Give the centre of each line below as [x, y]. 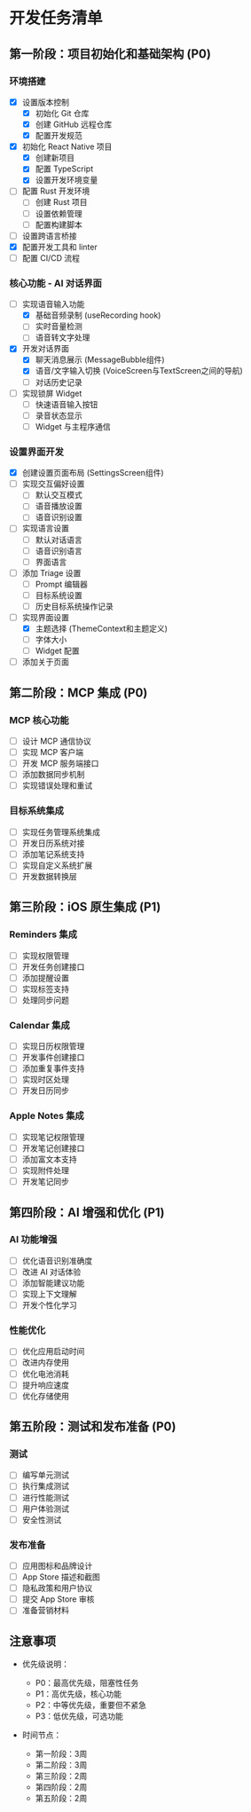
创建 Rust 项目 [61, 202]
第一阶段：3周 [61, 1754]
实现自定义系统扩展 [57, 865]
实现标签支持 [45, 989]
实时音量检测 [59, 327]
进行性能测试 [45, 1497]
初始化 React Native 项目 [67, 146]
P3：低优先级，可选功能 [79, 1716]
